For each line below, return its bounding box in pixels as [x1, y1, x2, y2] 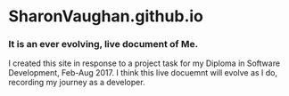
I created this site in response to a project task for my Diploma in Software [8, 58, 281, 68]
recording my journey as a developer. [8, 77, 145, 88]
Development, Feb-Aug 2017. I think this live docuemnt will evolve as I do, [8, 68, 278, 78]
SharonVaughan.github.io [8, 6, 204, 27]
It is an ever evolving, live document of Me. [8, 38, 198, 51]
